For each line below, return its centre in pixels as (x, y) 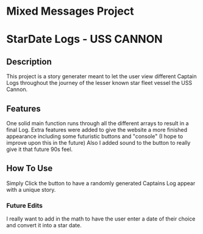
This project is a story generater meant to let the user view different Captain (101, 76)
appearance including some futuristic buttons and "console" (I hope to (95, 136)
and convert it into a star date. (44, 225)
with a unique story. (31, 189)
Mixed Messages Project (70, 11)
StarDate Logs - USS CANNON (84, 39)
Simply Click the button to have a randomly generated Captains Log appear (101, 183)
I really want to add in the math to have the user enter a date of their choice (101, 219)
